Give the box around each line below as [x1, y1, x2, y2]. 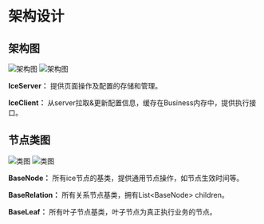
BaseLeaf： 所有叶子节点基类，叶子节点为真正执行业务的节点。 [8, 206, 217, 216]
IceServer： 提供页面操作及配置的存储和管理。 [8, 81, 163, 90]
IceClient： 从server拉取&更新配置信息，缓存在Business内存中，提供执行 [8, 98, 250, 108]
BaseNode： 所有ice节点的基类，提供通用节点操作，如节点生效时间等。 [8, 173, 244, 183]
